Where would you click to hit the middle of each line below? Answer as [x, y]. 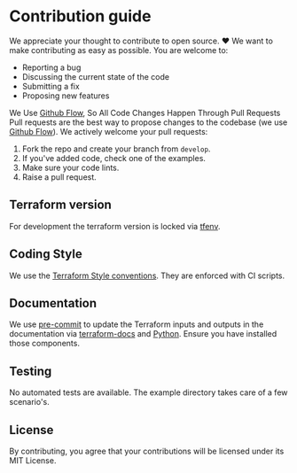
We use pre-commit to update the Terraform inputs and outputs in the [137, 324]
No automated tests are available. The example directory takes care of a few [148, 392]
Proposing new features [66, 96]
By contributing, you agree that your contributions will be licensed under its [147, 451]
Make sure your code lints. [70, 167]
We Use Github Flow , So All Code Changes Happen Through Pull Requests [145, 112]
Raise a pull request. [59, 177]
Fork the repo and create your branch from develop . [116, 149]
